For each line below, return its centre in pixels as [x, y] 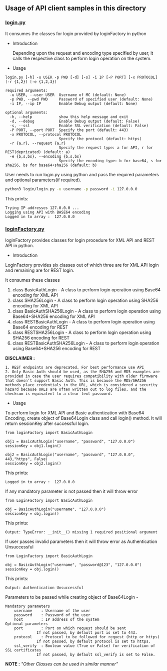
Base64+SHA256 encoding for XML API [53, 316]
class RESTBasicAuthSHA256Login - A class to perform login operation [86, 343]
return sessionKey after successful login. [47, 423]
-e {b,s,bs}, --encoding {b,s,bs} [45, 156]
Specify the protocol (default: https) [100, 139]
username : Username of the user [52, 610]
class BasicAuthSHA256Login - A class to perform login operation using [86, 311]
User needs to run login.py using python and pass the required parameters [82, 174]
